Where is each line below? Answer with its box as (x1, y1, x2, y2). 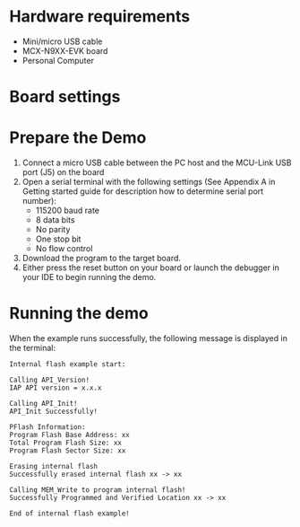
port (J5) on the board (21, 167, 105, 178)
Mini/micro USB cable (21, 36, 103, 47)
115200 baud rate (35, 205, 100, 216)
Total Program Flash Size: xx (9, 438, 123, 447)
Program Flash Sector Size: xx (9, 446, 126, 455)
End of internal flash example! (9, 509, 130, 518)
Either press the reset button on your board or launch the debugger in (21, 262, 279, 273)
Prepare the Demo (9, 127, 147, 148)
